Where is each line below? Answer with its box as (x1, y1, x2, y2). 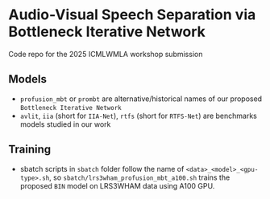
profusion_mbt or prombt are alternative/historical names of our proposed (19, 94, 263, 104)
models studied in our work (19, 119, 111, 129)
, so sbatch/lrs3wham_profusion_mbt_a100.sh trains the (49, 173, 231, 182)
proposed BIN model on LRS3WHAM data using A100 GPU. (19, 181, 215, 190)
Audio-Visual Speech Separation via (8, 6, 256, 24)
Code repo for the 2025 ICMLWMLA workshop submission (8, 49, 203, 59)
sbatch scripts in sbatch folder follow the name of (19, 164, 185, 173)
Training (8, 143, 52, 156)
